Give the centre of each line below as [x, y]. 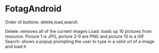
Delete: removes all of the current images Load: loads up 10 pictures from [78, 31]
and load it [16, 46]
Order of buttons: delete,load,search [41, 22]
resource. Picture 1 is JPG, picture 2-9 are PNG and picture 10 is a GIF [75, 36]
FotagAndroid [33, 9]
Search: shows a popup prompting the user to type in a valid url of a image [79, 41]
